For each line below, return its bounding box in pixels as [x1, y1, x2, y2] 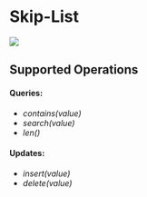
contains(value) [22, 107, 82, 119]
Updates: [9, 148, 45, 159]
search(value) [22, 117, 75, 128]
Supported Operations [9, 62, 139, 78]
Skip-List [9, 6, 80, 27]
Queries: [9, 87, 44, 98]
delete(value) [22, 177, 73, 188]
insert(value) [22, 168, 71, 179]
